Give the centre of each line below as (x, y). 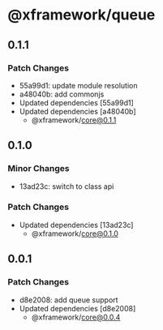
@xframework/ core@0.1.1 (74, 120)
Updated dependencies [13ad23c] (76, 225)
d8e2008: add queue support (69, 300)
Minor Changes (39, 169)
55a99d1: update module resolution (78, 85)
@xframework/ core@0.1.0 (75, 234)
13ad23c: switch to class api (66, 186)
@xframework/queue (81, 15)
